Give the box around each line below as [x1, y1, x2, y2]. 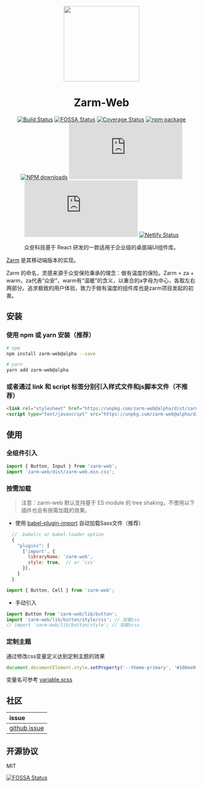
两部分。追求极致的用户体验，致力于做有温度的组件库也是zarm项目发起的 [6, 284, 188, 292]
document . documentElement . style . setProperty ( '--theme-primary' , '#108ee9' [6, 664, 199, 671]
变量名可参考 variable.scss [6, 676, 72, 683]
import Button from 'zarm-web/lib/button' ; [6, 611, 118, 617]
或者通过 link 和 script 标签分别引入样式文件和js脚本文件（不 [6, 383, 182, 391]
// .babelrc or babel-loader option [11, 531, 104, 537]
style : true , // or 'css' [28, 559, 96, 566]
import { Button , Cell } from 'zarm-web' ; [6, 587, 115, 593]
